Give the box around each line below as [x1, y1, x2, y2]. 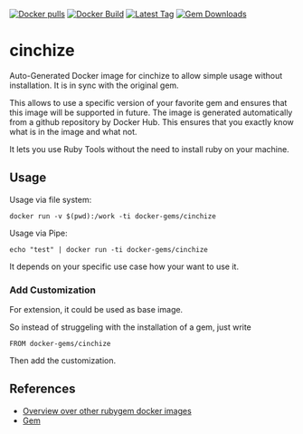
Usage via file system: [9, 194, 92, 205]
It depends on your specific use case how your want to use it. [9, 261, 240, 272]
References [9, 381, 76, 397]
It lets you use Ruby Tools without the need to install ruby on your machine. [9, 143, 289, 154]
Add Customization [9, 284, 97, 296]
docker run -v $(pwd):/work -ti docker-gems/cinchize [9, 211, 217, 221]
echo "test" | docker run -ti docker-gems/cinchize [9, 245, 208, 254]
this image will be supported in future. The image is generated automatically [9, 107, 293, 118]
